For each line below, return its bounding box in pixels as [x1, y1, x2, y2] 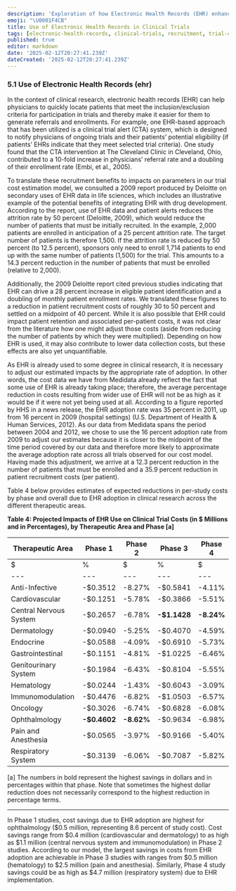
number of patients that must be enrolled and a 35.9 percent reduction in [7, 465, 218, 474]
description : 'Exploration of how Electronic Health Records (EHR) [7, 10, 209, 18]
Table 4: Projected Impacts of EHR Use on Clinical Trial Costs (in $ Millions [7, 515, 228, 524]
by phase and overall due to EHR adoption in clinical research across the [7, 494, 217, 503]
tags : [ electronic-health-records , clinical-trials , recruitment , [7, 30, 206, 37]
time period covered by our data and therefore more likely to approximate [7, 443, 220, 451]
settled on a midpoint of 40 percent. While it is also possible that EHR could [7, 310, 226, 318]
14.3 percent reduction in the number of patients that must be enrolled [7, 258, 211, 267]
